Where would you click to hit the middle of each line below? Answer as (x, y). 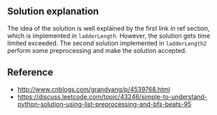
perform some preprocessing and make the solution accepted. (97, 50)
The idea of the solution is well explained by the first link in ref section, (109, 28)
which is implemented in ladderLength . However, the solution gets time (109, 36)
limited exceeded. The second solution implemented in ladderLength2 (107, 43)
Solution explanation (53, 11)
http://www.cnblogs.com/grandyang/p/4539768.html (94, 89)
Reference (30, 72)
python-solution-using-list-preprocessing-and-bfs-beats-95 (104, 104)
